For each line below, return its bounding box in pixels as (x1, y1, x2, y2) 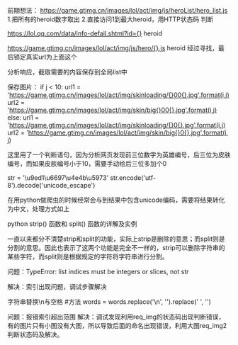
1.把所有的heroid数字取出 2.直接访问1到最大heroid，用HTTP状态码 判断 (7, 15, 214, 23)
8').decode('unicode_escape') (7, 181, 96, 189)
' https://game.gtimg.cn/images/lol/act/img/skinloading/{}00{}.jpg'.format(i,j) (7, 91, 230, 99)
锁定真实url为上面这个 (13, 52, 78, 61)
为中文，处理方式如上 (7, 205, 69, 213)
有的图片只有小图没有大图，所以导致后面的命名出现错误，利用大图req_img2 (7, 322, 227, 329)
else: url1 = (7, 113, 40, 122)
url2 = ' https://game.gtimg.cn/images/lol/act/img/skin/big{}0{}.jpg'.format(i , (7, 128, 229, 137)
